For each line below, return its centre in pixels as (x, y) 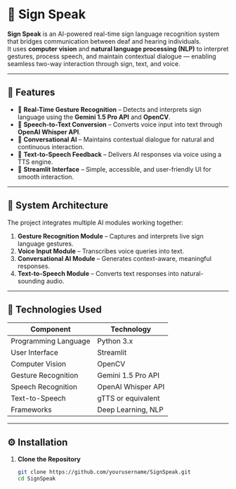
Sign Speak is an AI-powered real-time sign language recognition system (113, 34)
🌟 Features (31, 93)
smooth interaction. (46, 177)
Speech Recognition (44, 387)
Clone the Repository (49, 459)
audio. (55, 281)
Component (51, 329)
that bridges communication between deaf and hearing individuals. (104, 41)
